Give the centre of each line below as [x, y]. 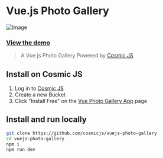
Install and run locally [46, 120]
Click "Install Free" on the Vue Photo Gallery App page [81, 101]
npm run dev [21, 150]
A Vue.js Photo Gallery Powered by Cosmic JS [77, 56]
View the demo [28, 43]
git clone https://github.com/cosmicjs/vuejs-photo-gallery [82, 133]
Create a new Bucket [40, 95]
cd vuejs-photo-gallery [35, 138]
